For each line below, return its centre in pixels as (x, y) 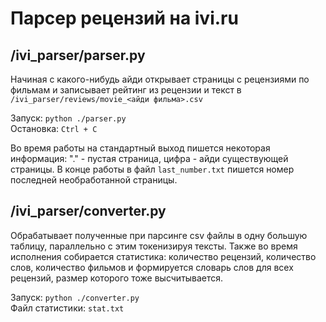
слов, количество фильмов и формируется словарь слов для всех (152, 267)
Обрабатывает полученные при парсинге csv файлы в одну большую (159, 235)
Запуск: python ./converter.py (75, 297)
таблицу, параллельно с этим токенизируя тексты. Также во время (154, 246)
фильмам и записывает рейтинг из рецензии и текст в (126, 90)
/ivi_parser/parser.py (78, 55)
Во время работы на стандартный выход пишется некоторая (140, 148)
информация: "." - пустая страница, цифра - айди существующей (149, 158)
